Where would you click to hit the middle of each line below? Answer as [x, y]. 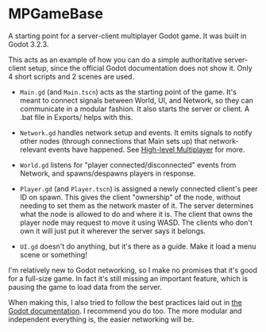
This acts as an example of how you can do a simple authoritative [115, 60]
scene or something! [53, 254]
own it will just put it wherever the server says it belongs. [113, 230]
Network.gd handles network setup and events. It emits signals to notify [136, 133]
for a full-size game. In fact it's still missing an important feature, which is [128, 278]
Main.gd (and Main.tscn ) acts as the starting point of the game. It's [128, 91]
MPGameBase [56, 14]
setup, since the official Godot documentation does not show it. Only [140, 68]
